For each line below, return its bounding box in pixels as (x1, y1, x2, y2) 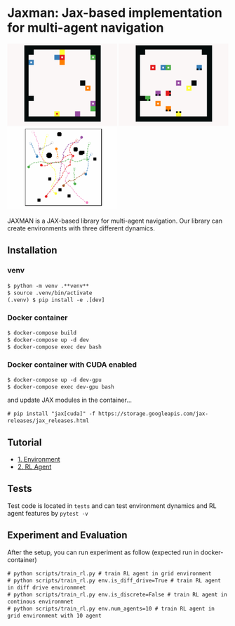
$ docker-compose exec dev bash (7, 343, 102, 351)
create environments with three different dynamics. (7, 223, 156, 233)
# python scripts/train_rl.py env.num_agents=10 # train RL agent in (7, 605, 215, 612)
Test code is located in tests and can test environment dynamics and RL (7, 501, 217, 510)
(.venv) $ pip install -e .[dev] (7, 296, 105, 304)
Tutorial (7, 436, 42, 448)
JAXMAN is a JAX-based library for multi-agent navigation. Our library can (7, 216, 223, 225)
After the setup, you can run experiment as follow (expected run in (7, 548, 199, 556)
